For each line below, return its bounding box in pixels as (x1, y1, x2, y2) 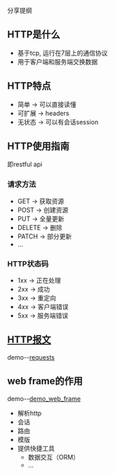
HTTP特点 (7, 80, 51, 92)
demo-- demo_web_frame (7, 394, 81, 403)
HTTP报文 (7, 334, 51, 346)
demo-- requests (7, 353, 55, 361)
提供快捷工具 (17, 444, 55, 452)
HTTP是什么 (7, 29, 61, 41)
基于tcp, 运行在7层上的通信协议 (17, 49, 108, 57)
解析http (17, 409, 42, 417)
